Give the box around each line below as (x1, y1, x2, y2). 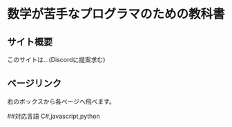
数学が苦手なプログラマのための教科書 (7, 6, 226, 22)
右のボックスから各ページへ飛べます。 (7, 97, 115, 106)
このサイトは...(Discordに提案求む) (7, 56, 106, 63)
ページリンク (7, 77, 62, 90)
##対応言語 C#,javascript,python (7, 112, 100, 120)
